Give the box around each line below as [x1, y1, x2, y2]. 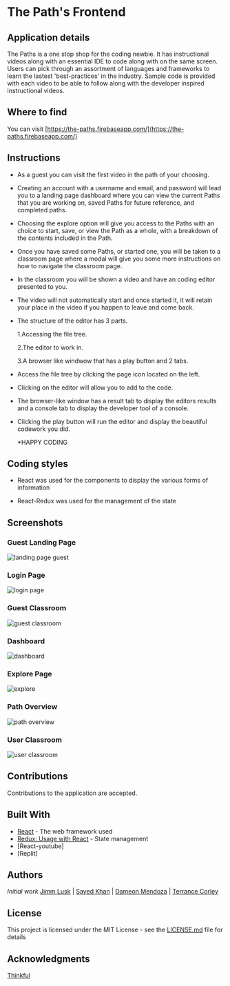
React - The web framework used [17, 827, 113, 835]
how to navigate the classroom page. [17, 261, 123, 270]
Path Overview [7, 702, 58, 712]
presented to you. [17, 282, 67, 290]
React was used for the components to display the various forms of [17, 476, 209, 485]
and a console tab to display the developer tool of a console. [17, 404, 189, 412]
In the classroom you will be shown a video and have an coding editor [17, 275, 216, 283]
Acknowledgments [7, 953, 91, 965]
